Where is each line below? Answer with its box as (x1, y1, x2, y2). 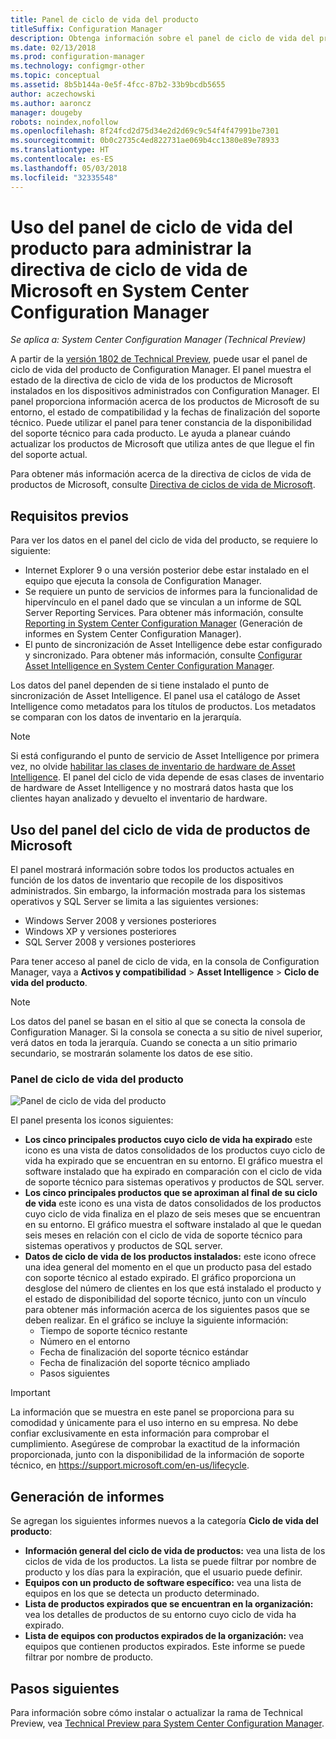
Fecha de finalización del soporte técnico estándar (39, 1346, 249, 1358)
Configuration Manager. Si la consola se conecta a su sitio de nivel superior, (10, 1026, 323, 1038)
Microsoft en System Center (10, 279, 250, 302)
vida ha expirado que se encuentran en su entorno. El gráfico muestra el (24, 1155, 323, 1167)
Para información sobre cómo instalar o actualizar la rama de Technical (10, 1706, 303, 1718)
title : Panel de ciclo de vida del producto (10, 14, 199, 25)
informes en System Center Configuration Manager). (24, 628, 242, 640)
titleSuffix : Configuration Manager (10, 24, 163, 34)
